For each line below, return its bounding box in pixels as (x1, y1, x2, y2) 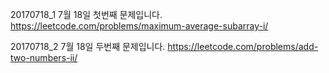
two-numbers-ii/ (10, 52, 78, 63)
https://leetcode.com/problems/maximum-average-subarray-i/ (10, 20, 269, 32)
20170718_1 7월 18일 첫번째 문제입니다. (10, 9, 163, 20)
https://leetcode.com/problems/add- (167, 41, 319, 52)
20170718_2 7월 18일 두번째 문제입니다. (10, 41, 166, 52)
